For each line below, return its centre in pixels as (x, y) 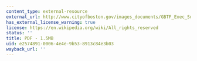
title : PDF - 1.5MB (30, 38)
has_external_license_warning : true (51, 22)
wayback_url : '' (26, 49)
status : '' (19, 33)
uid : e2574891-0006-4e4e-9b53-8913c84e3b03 (60, 44)
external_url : (23, 17)
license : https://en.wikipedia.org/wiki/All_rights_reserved (82, 28)
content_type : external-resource (47, 11)
